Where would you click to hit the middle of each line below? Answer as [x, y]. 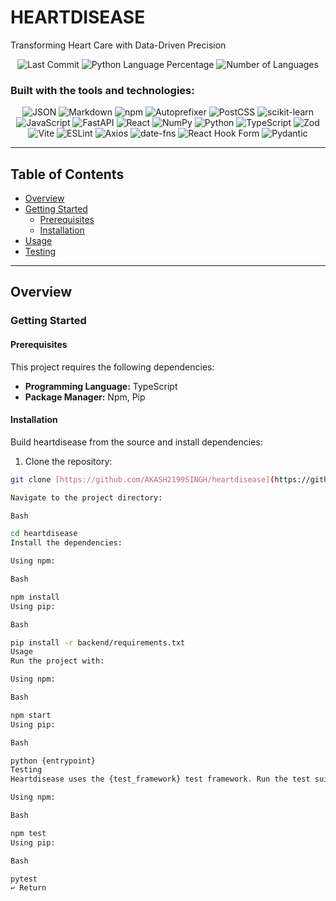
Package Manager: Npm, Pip [85, 397]
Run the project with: [57, 661]
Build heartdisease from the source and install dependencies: [136, 442]
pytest [24, 879]
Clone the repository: [68, 461]
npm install [35, 597]
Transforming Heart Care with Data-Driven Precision [118, 45]
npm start [31, 715]
